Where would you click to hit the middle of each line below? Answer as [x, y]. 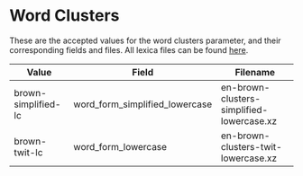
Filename [255, 72]
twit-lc [28, 152]
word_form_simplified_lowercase [143, 104]
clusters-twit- [251, 146]
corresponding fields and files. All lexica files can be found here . [129, 49]
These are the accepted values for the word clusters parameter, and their [145, 40]
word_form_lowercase [120, 146]
